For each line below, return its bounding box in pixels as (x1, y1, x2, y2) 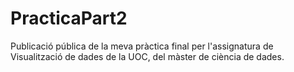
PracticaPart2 (10, 7, 128, 30)
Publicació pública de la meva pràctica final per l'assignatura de (10, 40, 274, 52)
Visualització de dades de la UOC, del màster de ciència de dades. (10, 50, 285, 62)
